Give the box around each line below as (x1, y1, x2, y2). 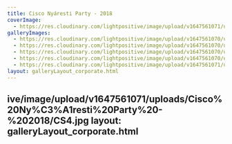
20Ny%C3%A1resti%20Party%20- (7, 104, 163, 116)
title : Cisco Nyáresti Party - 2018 (7, 10, 113, 17)
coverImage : (7, 17, 41, 23)
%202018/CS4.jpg (7, 114, 89, 126)
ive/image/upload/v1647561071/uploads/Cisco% (7, 93, 223, 105)
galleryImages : (7, 29, 51, 37)
